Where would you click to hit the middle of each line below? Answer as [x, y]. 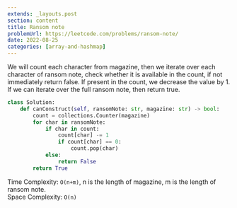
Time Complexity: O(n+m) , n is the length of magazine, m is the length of [112, 182]
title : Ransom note [36, 27]
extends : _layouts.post [42, 14]
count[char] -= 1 [83, 135]
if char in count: [72, 129]
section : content [33, 21]
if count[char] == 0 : [89, 142]
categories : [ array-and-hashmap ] [57, 47]
